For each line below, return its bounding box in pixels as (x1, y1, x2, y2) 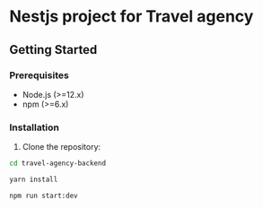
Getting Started (9, 42, 98, 57)
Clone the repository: (22, 142, 101, 152)
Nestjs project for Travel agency (9, 6, 254, 27)
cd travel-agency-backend (9, 159, 106, 168)
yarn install (9, 175, 58, 185)
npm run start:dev (9, 191, 78, 200)
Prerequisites (9, 69, 69, 82)
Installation (9, 121, 60, 134)
